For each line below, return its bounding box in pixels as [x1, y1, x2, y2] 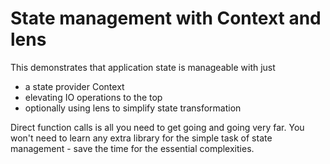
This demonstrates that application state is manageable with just [10, 61, 276, 73]
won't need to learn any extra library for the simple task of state [10, 132, 273, 144]
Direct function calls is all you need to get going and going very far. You [10, 121, 305, 133]
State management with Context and [10, 7, 322, 30]
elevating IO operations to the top [24, 91, 163, 103]
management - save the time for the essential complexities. [10, 142, 255, 154]
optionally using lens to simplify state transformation [24, 102, 242, 114]
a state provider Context [24, 80, 125, 92]
